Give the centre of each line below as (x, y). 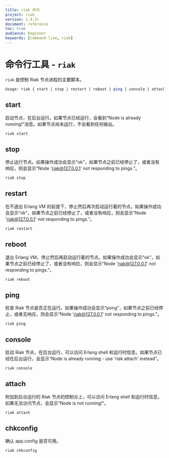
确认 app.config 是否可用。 (33, 441)
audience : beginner (26, 33)
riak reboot (18, 279)
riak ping (16, 324)
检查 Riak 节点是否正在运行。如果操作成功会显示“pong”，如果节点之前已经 (82, 308)
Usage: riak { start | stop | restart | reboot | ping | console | (77, 89)
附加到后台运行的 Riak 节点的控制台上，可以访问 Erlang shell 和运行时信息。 (84, 396)
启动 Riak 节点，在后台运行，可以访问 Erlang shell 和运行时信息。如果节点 (81, 352)
